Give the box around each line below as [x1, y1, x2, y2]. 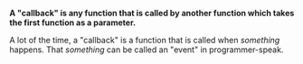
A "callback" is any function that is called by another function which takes [9, 8, 295, 18]
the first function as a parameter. [9, 17, 137, 28]
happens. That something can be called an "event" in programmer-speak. [9, 44, 284, 55]
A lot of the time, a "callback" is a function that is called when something [9, 35, 280, 45]
